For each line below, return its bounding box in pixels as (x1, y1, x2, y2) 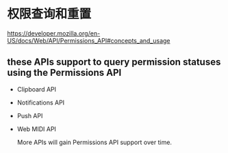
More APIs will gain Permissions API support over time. (16, 138, 173, 146)
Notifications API (16, 98, 65, 107)
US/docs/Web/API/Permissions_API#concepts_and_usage (7, 36, 170, 44)
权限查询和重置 (7, 6, 92, 22)
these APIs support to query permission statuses (7, 56, 221, 68)
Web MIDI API (16, 124, 57, 133)
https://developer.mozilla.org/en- (7, 29, 101, 38)
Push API (16, 111, 43, 120)
